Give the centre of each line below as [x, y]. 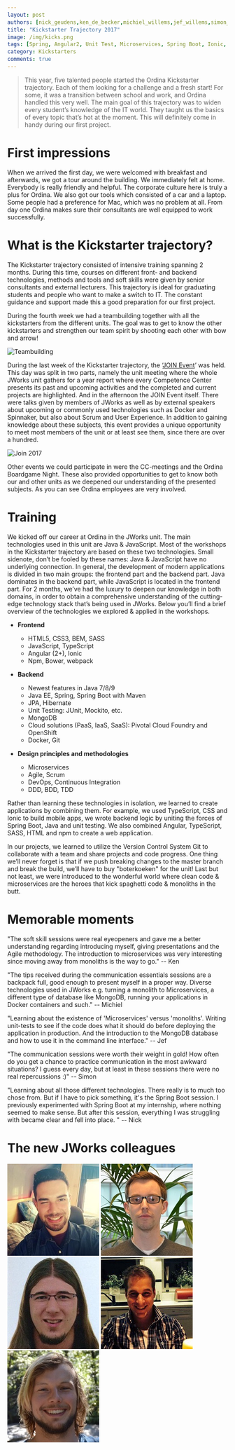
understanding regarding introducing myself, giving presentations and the [113, 946]
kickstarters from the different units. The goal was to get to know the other [115, 323]
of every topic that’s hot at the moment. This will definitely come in [120, 117]
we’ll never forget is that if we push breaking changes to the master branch [115, 861]
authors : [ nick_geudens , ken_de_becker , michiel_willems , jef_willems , [109, 22]
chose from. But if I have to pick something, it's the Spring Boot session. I [113, 1097]
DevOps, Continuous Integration [74, 782]
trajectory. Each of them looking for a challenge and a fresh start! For [124, 87]
